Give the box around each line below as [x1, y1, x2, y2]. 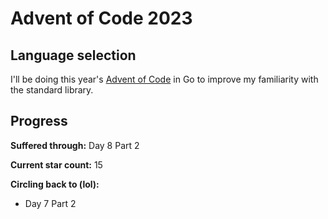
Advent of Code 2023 [10, 7, 193, 30]
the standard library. [10, 84, 94, 96]
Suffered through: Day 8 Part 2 [10, 139, 140, 151]
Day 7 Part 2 [24, 197, 77, 209]
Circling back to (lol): [10, 178, 100, 190]
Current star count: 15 [10, 158, 103, 171]
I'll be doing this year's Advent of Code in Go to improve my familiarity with [10, 73, 319, 85]
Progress [10, 113, 68, 130]
